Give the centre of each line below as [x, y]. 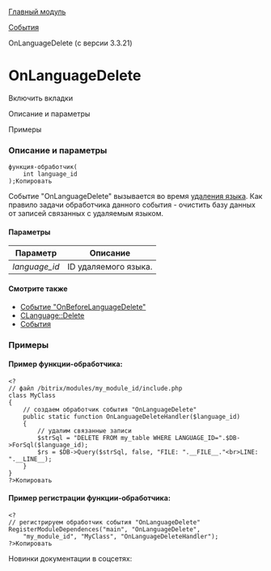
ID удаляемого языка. [110, 267]
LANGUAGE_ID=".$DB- [208, 438]
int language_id [51, 174]
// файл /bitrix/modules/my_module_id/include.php [95, 388]
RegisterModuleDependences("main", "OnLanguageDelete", [104, 529]
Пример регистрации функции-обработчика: [90, 498]
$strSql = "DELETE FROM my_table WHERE [105, 438]
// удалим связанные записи [85, 431]
